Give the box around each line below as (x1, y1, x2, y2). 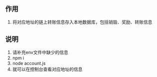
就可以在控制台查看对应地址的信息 (12, 66, 83, 72)
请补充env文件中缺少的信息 (12, 49, 68, 55)
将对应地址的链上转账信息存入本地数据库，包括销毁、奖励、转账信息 (12, 19, 153, 25)
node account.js (12, 60, 46, 66)
